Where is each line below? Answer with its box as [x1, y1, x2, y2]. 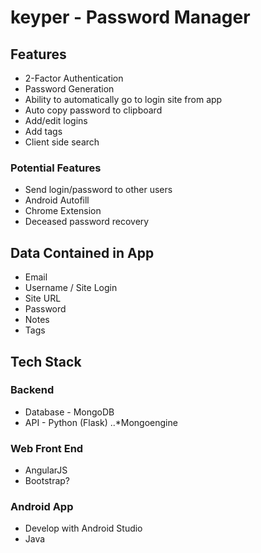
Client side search [24, 136, 100, 148]
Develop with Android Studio [24, 522, 143, 535]
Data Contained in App [10, 244, 155, 261]
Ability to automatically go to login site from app [24, 94, 223, 105]
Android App [10, 500, 74, 514]
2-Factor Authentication [24, 72, 124, 84]
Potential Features [10, 161, 102, 175]
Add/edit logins [24, 115, 88, 126]
